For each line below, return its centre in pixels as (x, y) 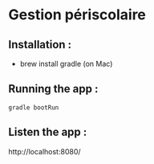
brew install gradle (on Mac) (66, 64)
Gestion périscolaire (77, 15)
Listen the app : (48, 132)
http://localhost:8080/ (45, 151)
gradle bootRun (34, 107)
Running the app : (53, 89)
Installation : (40, 45)
